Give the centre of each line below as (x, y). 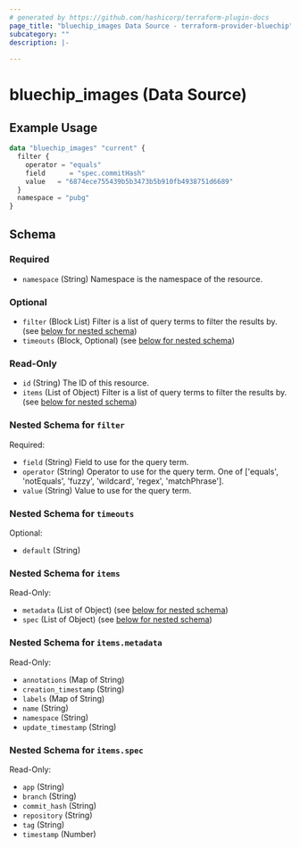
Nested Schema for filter (67, 425)
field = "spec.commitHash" (85, 173)
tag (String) (43, 824)
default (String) (51, 550)
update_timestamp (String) (69, 727)
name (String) (45, 708)
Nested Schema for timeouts (72, 513)
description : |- (39, 42)
